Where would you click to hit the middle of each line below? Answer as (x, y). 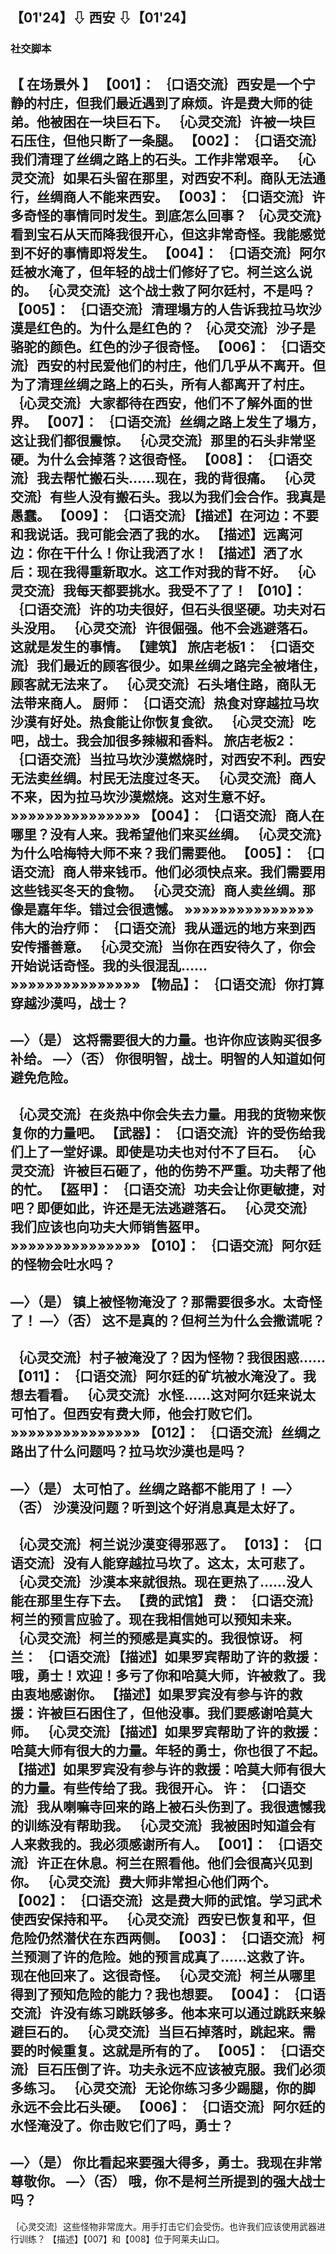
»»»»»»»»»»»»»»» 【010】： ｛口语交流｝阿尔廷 (166, 1246)
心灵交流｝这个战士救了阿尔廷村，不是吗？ (184, 290)
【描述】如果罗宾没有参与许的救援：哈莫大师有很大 (168, 1769)
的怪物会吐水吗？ (63, 1264)
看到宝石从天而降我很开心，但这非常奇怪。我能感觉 (168, 234)
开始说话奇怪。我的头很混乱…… (109, 965)
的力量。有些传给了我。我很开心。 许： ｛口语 (151, 1788)
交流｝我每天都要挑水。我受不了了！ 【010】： (165, 590)
